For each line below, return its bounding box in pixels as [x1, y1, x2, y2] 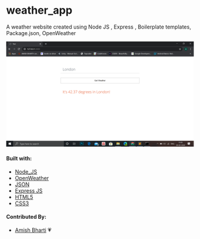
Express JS [14, 187, 43, 194]
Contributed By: [6, 213, 46, 221]
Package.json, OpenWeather [6, 29, 76, 36]
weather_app [6, 4, 73, 17]
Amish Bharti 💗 [14, 227, 52, 234]
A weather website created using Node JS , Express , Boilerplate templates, [6, 23, 192, 30]
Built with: [6, 155, 32, 162]
